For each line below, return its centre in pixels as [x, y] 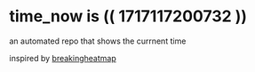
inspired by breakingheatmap [63, 58]
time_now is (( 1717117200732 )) [128, 16]
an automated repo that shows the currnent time [98, 41]
